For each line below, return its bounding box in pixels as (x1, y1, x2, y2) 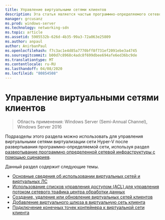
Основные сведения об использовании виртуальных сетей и (12, 173, 141, 179)
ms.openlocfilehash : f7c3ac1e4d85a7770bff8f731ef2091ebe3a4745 (5, 48, 137, 53)
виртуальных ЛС (12, 178, 48, 184)
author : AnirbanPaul (5, 44, 48, 49)
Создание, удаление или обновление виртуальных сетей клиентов (12, 194, 153, 200)
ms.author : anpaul (5, 39, 43, 44)
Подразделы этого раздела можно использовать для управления (5, 133, 143, 139)
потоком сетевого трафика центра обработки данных (12, 189, 125, 195)
